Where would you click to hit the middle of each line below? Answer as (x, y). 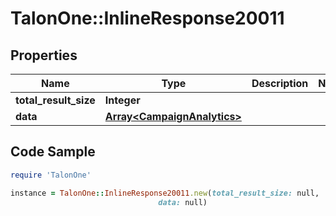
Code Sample (53, 152)
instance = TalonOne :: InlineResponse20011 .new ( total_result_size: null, (165, 193)
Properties (44, 55)
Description (280, 83)
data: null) (183, 202)
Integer (122, 100)
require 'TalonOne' (51, 175)
